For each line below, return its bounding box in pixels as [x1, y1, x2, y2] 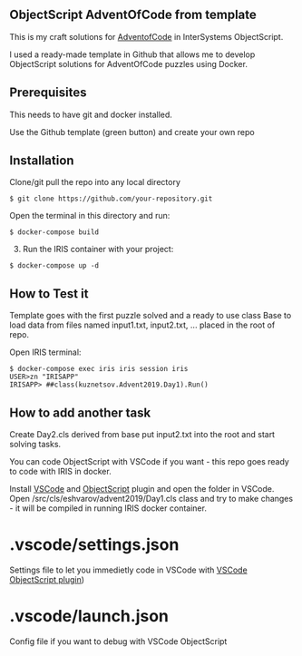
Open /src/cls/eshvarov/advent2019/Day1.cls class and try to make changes [9, 494, 293, 504]
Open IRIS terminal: [9, 347, 82, 357]
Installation [9, 153, 74, 169]
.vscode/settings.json [9, 534, 180, 555]
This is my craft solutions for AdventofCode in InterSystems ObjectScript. [9, 31, 284, 42]
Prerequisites [9, 85, 87, 101]
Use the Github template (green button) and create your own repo [9, 126, 256, 137]
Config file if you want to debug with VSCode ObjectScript [9, 635, 228, 647]
